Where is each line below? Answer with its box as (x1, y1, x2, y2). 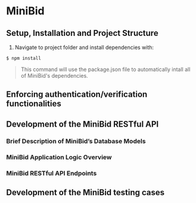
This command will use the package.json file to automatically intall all (20, 66, 191, 73)
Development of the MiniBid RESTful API (6, 119, 159, 129)
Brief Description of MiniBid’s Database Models (6, 137, 146, 145)
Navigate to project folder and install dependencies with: (14, 44, 154, 51)
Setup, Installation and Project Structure (6, 28, 159, 38)
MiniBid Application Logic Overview (6, 153, 112, 161)
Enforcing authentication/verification (6, 90, 148, 100)
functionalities (6, 99, 61, 109)
